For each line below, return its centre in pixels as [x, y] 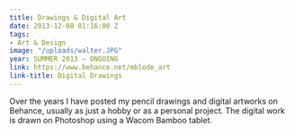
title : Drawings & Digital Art [68, 17]
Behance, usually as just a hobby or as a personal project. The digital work [147, 110]
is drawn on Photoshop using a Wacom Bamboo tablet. [111, 120]
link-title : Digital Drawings [66, 76]
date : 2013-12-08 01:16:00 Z [64, 26]
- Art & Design [38, 42]
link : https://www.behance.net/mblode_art [90, 68]
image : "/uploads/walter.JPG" [66, 51]
